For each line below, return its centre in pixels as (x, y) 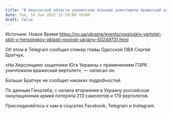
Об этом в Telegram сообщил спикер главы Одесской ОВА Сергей (78, 50)
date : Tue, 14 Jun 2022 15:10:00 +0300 (48, 15)
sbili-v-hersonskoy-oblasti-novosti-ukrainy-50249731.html (67, 40)
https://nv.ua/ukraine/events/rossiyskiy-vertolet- (110, 34)
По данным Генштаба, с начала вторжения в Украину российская (77, 90)
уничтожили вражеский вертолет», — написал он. (60, 70)
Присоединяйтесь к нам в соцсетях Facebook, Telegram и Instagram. (80, 106)
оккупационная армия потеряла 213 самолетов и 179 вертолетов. (77, 96)
